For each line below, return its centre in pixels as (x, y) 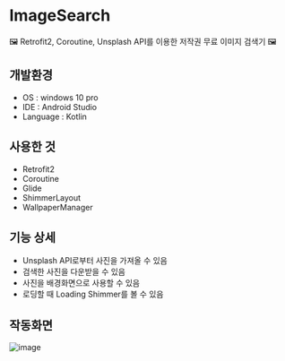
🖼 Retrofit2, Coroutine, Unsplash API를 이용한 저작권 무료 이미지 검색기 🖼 (143, 41)
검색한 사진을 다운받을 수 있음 (73, 272)
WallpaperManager (57, 207)
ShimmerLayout (52, 197)
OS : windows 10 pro (60, 97)
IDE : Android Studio (60, 107)
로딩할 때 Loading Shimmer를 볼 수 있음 (93, 294)
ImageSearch (60, 16)
